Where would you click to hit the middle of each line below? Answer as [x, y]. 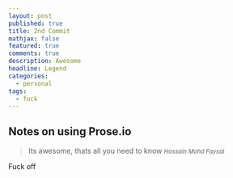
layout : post [30, 16]
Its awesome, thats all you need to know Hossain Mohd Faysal [126, 151]
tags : [17, 91]
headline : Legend [38, 69]
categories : [28, 76]
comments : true [34, 53]
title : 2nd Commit [39, 31]
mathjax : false [34, 38]
